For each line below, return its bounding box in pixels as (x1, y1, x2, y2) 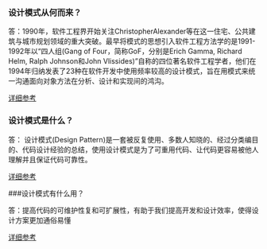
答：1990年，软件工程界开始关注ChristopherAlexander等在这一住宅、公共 (8, 26, 249, 37)
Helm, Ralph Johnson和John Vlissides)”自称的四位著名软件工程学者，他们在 (8, 56, 257, 66)
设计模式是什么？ (8, 115, 74, 126)
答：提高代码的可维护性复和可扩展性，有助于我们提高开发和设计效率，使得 (8, 205, 252, 215)
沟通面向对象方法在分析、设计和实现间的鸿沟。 (14, 76, 168, 86)
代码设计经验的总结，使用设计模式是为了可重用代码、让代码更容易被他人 (21, 145, 259, 154)
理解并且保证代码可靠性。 (8, 154, 92, 164)
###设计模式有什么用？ (8, 189, 85, 198)
